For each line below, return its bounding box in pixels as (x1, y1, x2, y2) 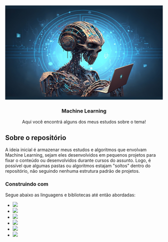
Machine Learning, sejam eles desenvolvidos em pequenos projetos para (5, 152, 156, 158)
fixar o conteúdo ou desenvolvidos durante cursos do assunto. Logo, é (5, 158, 151, 164)
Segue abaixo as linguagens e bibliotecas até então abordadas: (5, 192, 136, 198)
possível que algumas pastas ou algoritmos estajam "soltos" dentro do (5, 163, 151, 169)
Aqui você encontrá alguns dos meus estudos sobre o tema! (22, 119, 146, 125)
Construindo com (5, 181, 48, 188)
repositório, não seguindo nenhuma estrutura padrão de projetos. (5, 168, 140, 174)
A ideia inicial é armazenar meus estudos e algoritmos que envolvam (5, 147, 147, 153)
